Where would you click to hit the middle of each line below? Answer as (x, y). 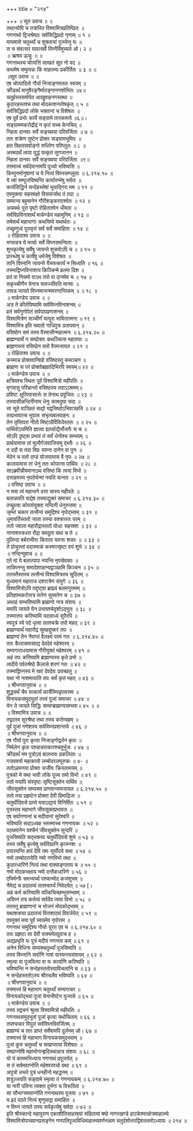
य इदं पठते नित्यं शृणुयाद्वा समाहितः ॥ (41, 1100)
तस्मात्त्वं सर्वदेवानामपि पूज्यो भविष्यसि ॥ (43, 166)
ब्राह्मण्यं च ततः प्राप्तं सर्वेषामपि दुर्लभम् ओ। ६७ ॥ (51, 1031)
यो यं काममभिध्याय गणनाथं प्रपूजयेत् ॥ (42, 1058)
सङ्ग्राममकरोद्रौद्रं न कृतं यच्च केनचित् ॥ (44, 125)
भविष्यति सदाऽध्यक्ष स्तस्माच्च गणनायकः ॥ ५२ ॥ (52, 823)
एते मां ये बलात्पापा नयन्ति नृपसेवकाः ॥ (42, 561)
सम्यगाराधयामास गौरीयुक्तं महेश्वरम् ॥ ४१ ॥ (48, 650)
